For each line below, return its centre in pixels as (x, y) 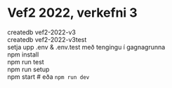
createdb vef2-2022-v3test (47, 39)
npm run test (26, 61)
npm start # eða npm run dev (48, 76)
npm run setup (28, 69)
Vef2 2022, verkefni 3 (73, 13)
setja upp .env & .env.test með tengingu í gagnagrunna (86, 47)
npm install (23, 54)
